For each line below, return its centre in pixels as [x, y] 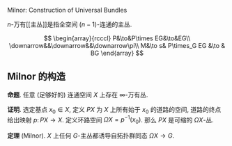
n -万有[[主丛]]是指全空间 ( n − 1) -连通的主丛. [70, 24]
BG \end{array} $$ [117, 53]
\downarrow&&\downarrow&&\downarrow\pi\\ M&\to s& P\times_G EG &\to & [117, 46]
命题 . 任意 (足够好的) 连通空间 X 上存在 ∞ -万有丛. [78, 95]
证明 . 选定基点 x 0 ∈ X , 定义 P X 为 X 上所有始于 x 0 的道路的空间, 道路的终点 [114, 110]
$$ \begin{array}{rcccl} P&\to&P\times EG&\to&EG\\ [117, 38]
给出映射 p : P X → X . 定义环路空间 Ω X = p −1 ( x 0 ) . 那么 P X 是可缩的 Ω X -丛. [110, 120]
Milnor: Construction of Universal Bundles [67, 10]
